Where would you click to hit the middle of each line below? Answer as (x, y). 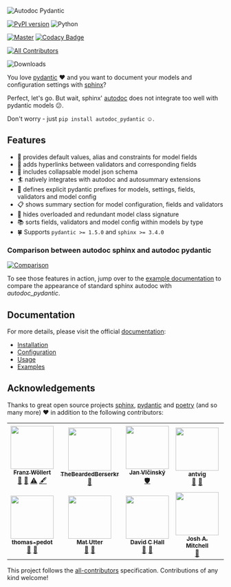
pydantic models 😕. (35, 105)
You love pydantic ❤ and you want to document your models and (100, 77)
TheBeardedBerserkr (90, 474)
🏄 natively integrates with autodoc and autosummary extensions (109, 179)
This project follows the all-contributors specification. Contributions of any (113, 570)
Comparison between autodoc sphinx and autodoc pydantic (109, 250)
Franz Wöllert (32, 473)
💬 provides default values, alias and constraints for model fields (107, 157)
